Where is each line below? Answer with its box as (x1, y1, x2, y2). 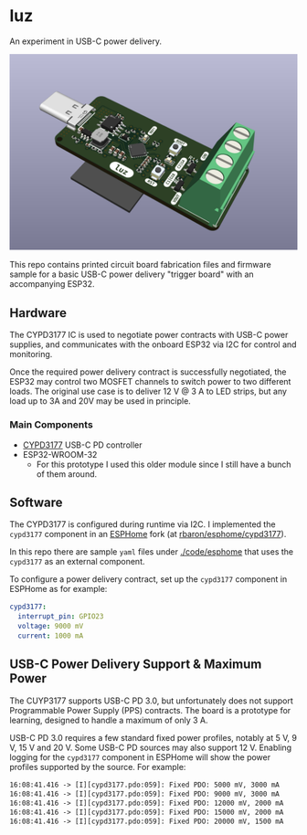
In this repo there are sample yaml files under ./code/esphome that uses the (9, 546, 294, 557)
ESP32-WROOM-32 (22, 449, 98, 460)
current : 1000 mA (17, 631, 84, 640)
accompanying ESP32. (9, 279, 95, 290)
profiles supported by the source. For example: (9, 761, 186, 772)
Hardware (9, 305, 67, 321)
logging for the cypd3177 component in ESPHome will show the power (9, 751, 271, 763)
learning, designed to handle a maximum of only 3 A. (9, 714, 208, 725)
